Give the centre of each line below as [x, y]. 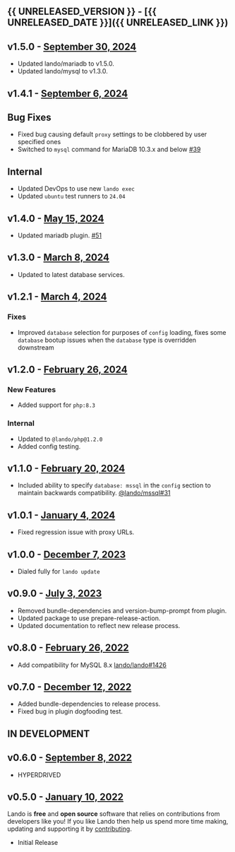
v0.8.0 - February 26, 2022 [68, 648]
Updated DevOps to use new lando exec [76, 189]
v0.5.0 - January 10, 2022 [66, 797]
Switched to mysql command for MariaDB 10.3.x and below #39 [109, 149]
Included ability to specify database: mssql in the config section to [114, 485]
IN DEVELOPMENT [49, 734]
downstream [36, 347]
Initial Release [38, 843]
